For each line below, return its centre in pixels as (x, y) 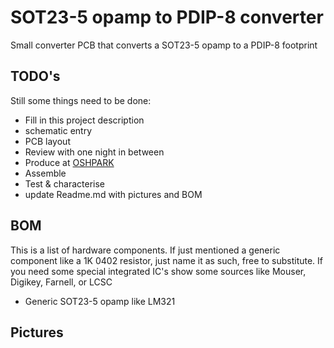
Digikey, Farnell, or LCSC (61, 282)
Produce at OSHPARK (69, 162)
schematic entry (58, 130)
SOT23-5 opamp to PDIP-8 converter (167, 17)
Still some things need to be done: (81, 100)
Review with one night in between (94, 152)
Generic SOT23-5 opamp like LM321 (100, 301)
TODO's (35, 76)
